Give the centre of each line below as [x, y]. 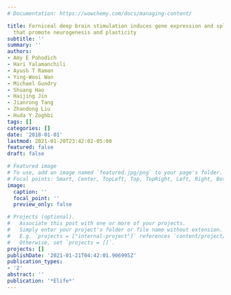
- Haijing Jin [27, 96]
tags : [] [20, 122]
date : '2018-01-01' [35, 135]
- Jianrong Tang [30, 103]
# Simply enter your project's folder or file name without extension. [115, 230]
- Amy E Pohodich [32, 58]
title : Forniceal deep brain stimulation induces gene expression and [110, 26]
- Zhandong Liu [29, 109]
